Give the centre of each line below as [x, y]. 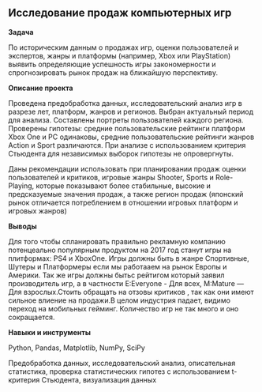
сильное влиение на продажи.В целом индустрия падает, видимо [120, 300]
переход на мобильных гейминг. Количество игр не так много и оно [124, 308]
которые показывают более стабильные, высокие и [124, 186]
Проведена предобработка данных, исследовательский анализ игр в [125, 103]
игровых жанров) [37, 211]
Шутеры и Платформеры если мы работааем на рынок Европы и [118, 266]
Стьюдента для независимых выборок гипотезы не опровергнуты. [121, 153]
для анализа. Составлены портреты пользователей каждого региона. [126, 120]
